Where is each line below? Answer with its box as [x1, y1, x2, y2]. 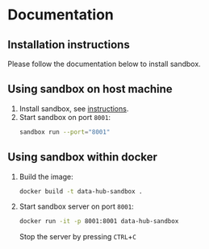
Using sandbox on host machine [7, 82, 173, 96]
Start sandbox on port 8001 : [19, 112, 111, 122]
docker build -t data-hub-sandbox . [19, 187, 143, 195]
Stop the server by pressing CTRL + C [19, 232, 137, 242]
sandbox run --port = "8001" [19, 127, 111, 136]
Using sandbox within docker [7, 151, 158, 164]
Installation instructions [7, 38, 130, 52]
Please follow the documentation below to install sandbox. [7, 59, 201, 68]
